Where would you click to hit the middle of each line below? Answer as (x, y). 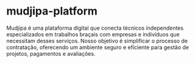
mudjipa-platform (52, 11)
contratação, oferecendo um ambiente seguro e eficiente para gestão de (97, 47)
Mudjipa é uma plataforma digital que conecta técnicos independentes (95, 28)
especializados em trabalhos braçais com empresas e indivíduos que (93, 34)
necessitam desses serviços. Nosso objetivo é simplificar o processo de (97, 41)
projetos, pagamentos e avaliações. (51, 53)
